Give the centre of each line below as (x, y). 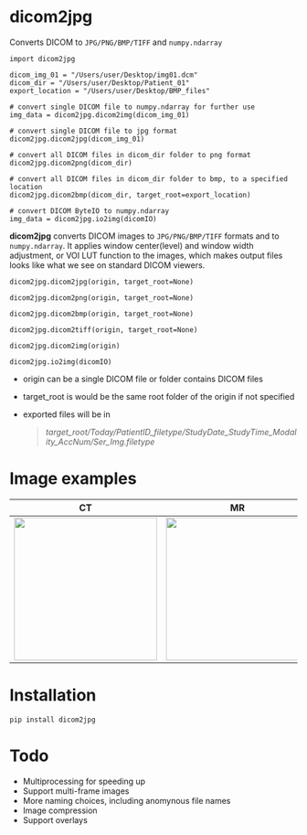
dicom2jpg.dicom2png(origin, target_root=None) (102, 298)
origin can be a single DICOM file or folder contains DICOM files (143, 379)
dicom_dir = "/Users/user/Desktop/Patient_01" (100, 83)
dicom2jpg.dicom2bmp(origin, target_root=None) (102, 314)
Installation (53, 696)
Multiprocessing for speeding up (84, 781)
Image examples (73, 479)
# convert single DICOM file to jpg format (94, 131)
